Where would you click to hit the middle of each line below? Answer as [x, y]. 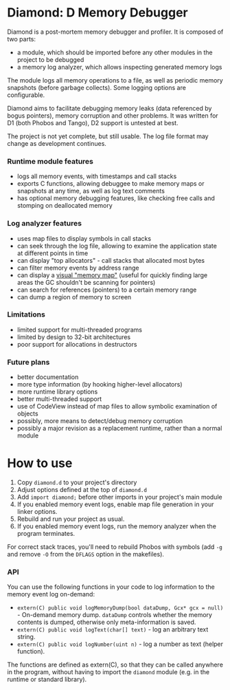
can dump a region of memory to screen [74, 297]
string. [26, 637]
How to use [40, 463]
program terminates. [46, 534]
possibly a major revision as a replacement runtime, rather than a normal [119, 429]
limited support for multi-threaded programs [80, 330]
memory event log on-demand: [51, 594]
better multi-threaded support [59, 399]
